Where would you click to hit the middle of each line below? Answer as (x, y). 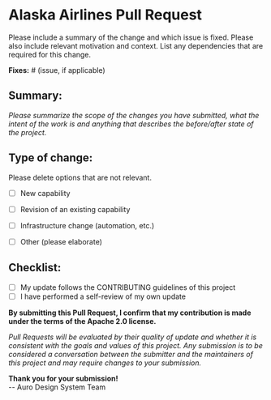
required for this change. (50, 54)
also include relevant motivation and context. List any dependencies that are (136, 45)
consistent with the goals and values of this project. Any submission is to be (136, 345)
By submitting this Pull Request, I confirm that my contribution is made (130, 313)
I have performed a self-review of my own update (103, 296)
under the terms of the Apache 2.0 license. (82, 321)
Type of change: (51, 158)
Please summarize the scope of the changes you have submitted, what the (134, 115)
